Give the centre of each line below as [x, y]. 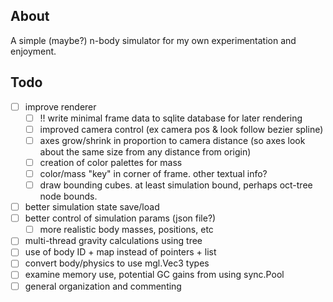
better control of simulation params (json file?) [120, 218]
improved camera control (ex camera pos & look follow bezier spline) [181, 129]
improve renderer [60, 106]
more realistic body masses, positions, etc [126, 230]
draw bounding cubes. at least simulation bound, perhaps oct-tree [176, 185]
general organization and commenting [103, 286]
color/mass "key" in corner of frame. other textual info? [153, 173]
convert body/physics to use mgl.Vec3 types [117, 263]
